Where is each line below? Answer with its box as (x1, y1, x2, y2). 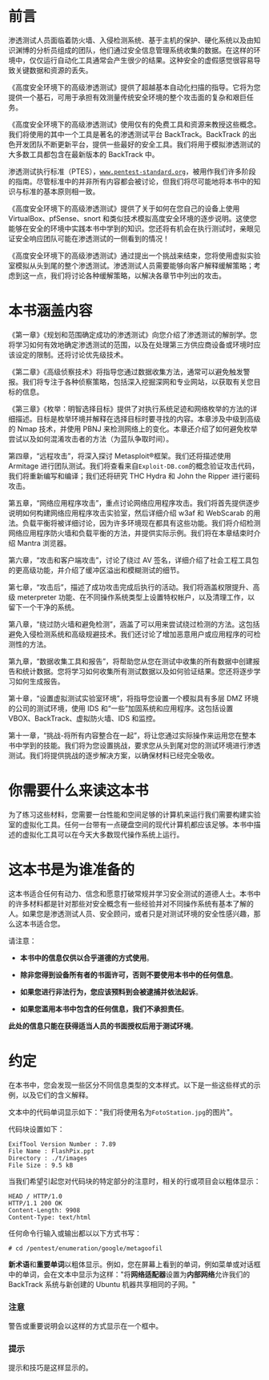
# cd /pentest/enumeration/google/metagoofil (8, 1244, 163, 1253)
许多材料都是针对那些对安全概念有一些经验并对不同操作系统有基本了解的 (14, 898, 254, 908)
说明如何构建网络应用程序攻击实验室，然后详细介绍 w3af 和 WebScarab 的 (8, 508, 254, 518)
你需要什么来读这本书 (8, 782, 150, 800)
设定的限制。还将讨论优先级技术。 (14, 349, 128, 359)
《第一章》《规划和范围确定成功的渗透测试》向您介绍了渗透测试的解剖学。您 (8, 329, 258, 339)
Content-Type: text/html (8, 1213, 91, 1221)
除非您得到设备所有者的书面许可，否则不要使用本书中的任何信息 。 (19, 970, 238, 979)
